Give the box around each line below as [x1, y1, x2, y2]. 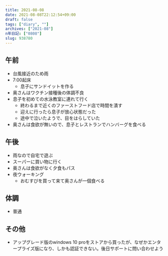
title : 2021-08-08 [5, 7, 44, 13]
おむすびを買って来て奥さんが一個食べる [20, 178, 105, 184]
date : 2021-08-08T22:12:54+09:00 [5, 12, 76, 17]
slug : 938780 [5, 36, 33, 41]
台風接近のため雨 [12, 70, 49, 76]
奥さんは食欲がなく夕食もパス [12, 165, 75, 171]
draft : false [5, 17, 33, 22]
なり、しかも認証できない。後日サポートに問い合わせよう [43, 245, 163, 252]
